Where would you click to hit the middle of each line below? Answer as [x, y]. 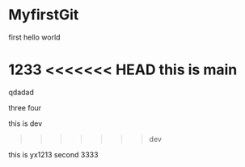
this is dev [25, 123]
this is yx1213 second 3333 [53, 154]
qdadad [21, 92]
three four [25, 107]
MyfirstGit [44, 15]
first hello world [34, 37]
